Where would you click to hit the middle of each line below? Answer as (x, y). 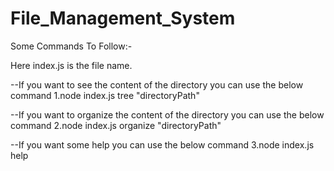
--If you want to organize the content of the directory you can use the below (167, 114)
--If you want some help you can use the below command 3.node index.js (162, 144)
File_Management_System (123, 18)
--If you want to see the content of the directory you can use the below (157, 84)
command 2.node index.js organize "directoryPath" (116, 125)
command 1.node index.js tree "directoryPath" (105, 95)
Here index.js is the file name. (71, 65)
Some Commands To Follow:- (71, 46)
